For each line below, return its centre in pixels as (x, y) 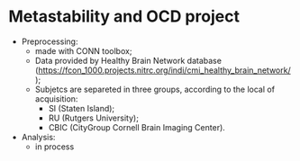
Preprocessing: (50, 41)
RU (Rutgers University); (93, 118)
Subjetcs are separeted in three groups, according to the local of (155, 89)
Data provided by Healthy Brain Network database (128, 60)
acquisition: (56, 98)
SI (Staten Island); (82, 108)
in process (55, 147)
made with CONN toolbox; (83, 50)
